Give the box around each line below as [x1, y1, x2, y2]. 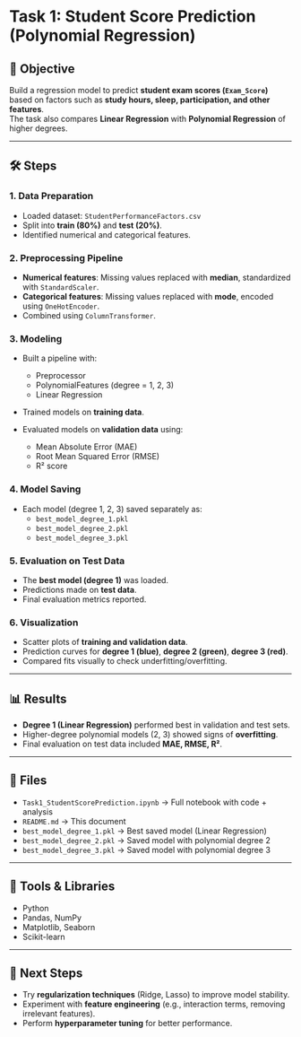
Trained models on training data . [21, 406, 145, 418]
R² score [35, 460, 68, 472]
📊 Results [9, 691, 67, 706]
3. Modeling [9, 332, 63, 344]
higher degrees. [9, 123, 69, 134]
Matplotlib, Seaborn [21, 921, 96, 932]
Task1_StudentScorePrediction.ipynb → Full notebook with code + [21, 797, 267, 807]
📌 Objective [9, 61, 75, 76]
